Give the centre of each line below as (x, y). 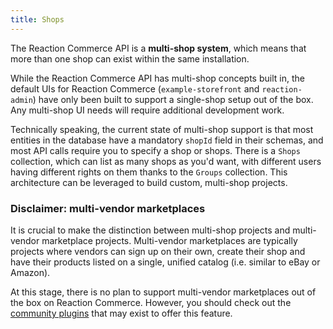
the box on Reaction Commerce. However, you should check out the (151, 302)
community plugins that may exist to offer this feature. (121, 313)
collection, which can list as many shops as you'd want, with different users (166, 161)
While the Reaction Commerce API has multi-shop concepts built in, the (157, 78)
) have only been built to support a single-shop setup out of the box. (173, 99)
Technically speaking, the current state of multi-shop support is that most (162, 129)
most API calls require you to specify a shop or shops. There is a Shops (155, 150)
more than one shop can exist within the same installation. (130, 58)
